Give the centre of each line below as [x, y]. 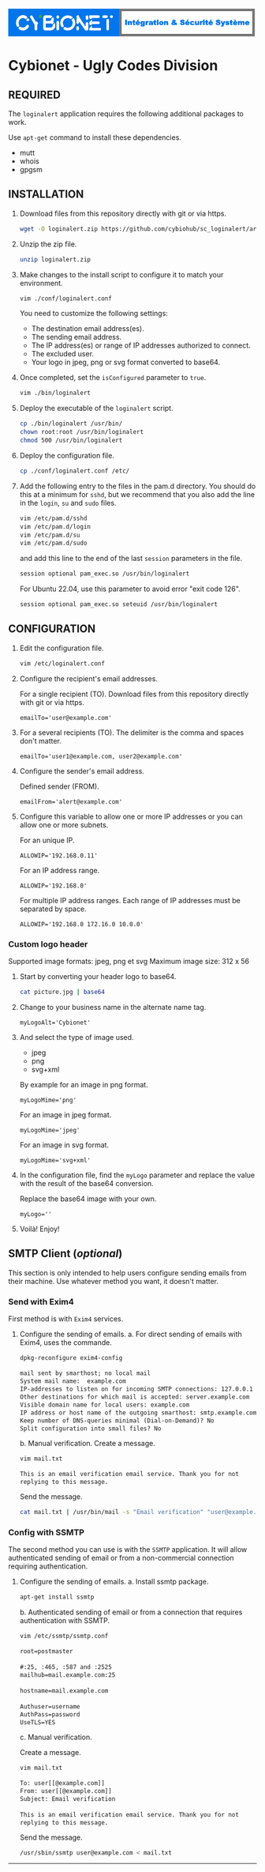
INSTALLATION [46, 194]
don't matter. [40, 740]
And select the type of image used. [77, 1037]
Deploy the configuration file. [67, 455]
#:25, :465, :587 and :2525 [65, 1667]
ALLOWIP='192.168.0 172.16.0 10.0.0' [82, 924]
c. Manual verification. [56, 1737]
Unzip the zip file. [48, 244]
